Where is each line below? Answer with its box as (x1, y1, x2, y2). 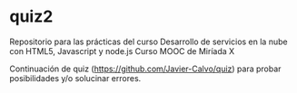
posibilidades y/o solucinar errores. (9, 72, 142, 83)
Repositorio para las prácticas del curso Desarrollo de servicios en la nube (9, 36, 288, 47)
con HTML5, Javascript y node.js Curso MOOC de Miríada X (9, 45, 235, 56)
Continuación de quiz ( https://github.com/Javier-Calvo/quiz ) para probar (9, 63, 282, 74)
